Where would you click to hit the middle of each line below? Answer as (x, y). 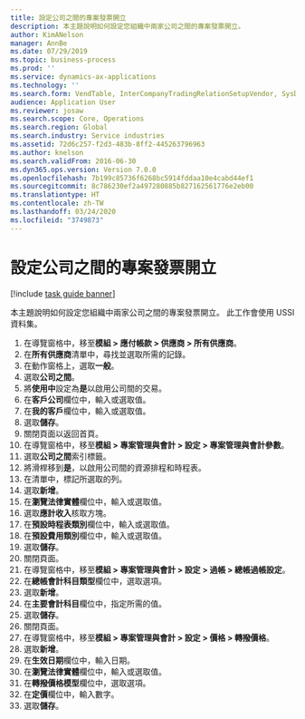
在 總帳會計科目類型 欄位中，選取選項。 (95, 580)
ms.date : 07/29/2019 (49, 52)
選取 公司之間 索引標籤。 (67, 456)
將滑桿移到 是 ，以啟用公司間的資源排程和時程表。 (114, 467)
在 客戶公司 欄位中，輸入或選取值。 (87, 399)
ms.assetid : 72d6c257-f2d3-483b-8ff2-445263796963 (108, 144)
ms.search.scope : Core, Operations (77, 119)
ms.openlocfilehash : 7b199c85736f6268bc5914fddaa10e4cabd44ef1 (132, 178)
